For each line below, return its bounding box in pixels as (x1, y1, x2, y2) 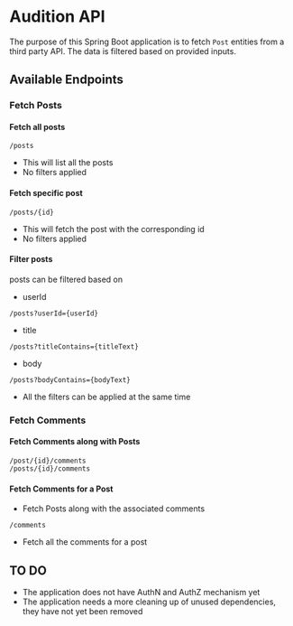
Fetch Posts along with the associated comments (22, 503, 206, 514)
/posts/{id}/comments (9, 463, 91, 473)
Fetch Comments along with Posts (9, 436, 141, 447)
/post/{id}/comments (9, 456, 87, 465)
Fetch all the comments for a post (22, 537, 148, 547)
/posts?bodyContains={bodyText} (9, 375, 131, 385)
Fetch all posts (9, 121, 66, 132)
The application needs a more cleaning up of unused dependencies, (22, 596, 277, 607)
